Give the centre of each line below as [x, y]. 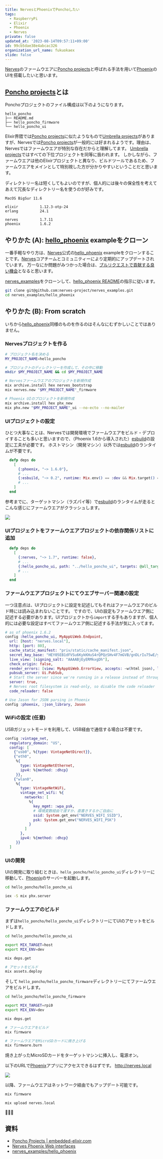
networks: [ [37, 797]
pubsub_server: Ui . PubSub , [37, 673]
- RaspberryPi [24, 18]
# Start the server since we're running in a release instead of [77, 678]
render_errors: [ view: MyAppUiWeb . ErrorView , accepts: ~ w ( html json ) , [82, 669]
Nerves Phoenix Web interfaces [44, 1146]
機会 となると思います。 [32, 271]
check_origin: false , [31, 664]
